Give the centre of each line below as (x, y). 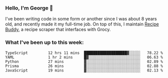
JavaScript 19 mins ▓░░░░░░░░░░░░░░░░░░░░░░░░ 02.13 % (84, 70)
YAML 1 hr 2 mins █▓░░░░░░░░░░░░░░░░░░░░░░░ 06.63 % (84, 57)
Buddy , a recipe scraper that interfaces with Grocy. (58, 29)
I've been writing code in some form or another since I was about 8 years (81, 19)
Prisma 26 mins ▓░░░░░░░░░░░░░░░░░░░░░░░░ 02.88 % (84, 66)
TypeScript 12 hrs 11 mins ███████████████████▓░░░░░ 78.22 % (84, 53)
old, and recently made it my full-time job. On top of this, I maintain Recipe (82, 24)
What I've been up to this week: (45, 42)
